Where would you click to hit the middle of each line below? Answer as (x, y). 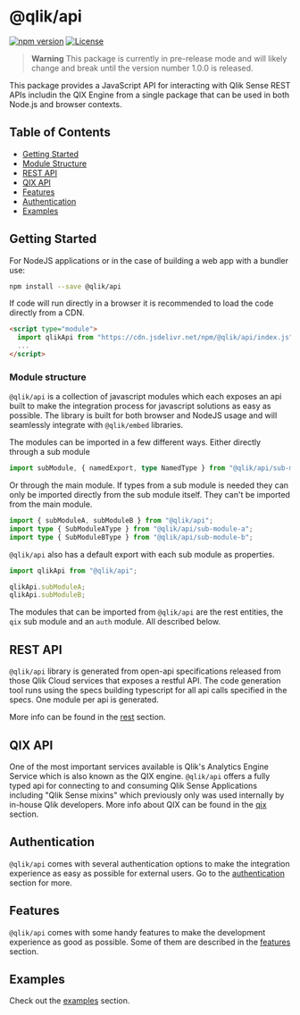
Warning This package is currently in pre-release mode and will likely (159, 58)
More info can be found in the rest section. (87, 717)
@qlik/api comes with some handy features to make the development (137, 932)
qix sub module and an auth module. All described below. (115, 622)
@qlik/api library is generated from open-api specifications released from (145, 671)
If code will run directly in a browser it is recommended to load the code (142, 303)
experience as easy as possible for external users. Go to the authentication (147, 873)
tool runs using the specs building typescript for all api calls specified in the (148, 691)
